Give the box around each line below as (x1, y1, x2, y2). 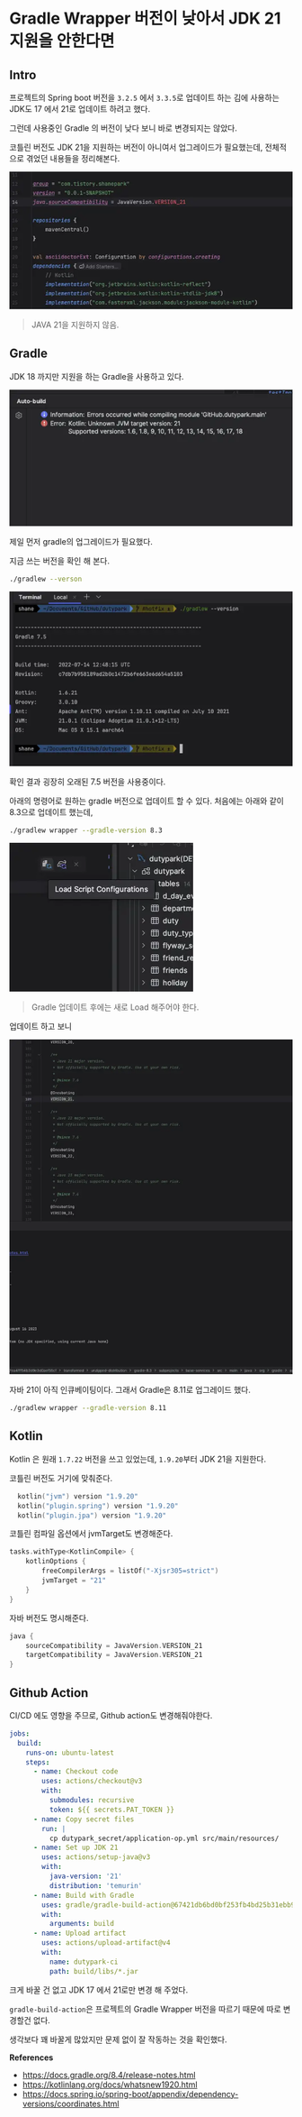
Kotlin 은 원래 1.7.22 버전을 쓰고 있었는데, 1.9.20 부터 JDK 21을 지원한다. (9, 1453, 267, 1464)
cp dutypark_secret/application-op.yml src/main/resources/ (49, 1834, 280, 1843)
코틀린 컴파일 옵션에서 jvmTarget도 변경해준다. (9, 1528, 173, 1539)
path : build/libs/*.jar (49, 1966, 139, 1975)
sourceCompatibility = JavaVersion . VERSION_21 (25, 1641, 203, 1650)
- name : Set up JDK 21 (32, 1843, 119, 1853)
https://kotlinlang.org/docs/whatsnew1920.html (22, 2079, 198, 2090)
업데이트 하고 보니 (9, 1021, 72, 1031)
